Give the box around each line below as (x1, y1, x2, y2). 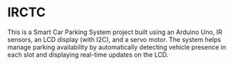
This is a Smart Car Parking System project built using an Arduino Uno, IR (7, 28, 222, 36)
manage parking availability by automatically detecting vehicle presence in (7, 43, 227, 51)
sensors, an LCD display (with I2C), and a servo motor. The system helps (7, 35, 222, 43)
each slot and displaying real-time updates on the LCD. (7, 50, 169, 59)
